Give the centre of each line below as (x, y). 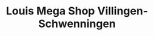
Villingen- (123, 11)
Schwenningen (77, 24)
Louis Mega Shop (50, 11)
